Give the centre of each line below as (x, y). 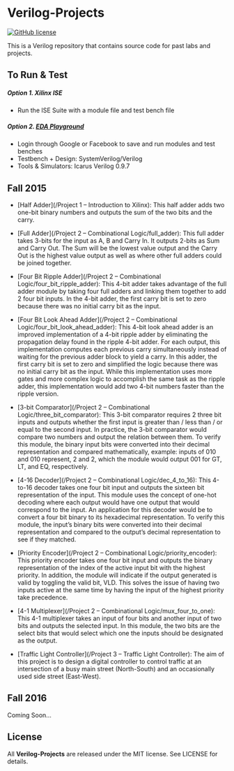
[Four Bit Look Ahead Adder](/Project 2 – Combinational (97, 320)
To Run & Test (38, 75)
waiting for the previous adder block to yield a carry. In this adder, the (117, 357)
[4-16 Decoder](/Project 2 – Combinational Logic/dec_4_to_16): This (114, 480)
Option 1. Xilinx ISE (35, 93)
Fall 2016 (27, 698)
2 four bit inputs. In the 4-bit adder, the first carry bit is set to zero (112, 299)
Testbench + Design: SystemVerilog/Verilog (80, 159)
